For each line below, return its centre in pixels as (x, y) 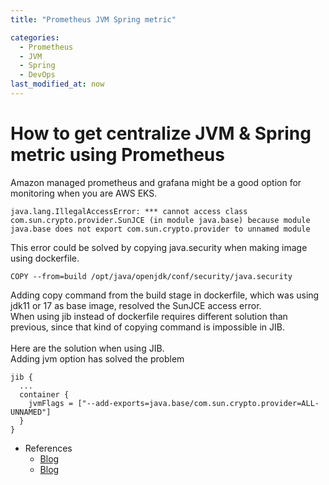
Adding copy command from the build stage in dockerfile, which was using (165, 295)
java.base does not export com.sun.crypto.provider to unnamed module (160, 229)
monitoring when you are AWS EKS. (84, 193)
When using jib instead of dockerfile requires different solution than (149, 316)
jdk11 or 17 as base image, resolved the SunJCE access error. (136, 305)
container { (44, 394)
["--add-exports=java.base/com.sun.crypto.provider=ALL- (198, 403)
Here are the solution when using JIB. (87, 348)
